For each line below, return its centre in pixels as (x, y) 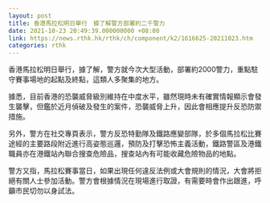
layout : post (30, 16)
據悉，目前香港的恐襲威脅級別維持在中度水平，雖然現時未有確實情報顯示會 (131, 96)
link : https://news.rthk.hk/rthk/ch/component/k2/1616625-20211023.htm (131, 38)
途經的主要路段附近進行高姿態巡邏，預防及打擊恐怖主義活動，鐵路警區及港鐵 (135, 144)
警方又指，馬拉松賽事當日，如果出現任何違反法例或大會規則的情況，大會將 (131, 171)
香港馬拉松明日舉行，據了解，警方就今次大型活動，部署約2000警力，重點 (130, 70)
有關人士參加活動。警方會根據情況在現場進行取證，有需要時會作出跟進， (135, 181)
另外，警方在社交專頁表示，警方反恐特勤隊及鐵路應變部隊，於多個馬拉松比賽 (135, 134)
